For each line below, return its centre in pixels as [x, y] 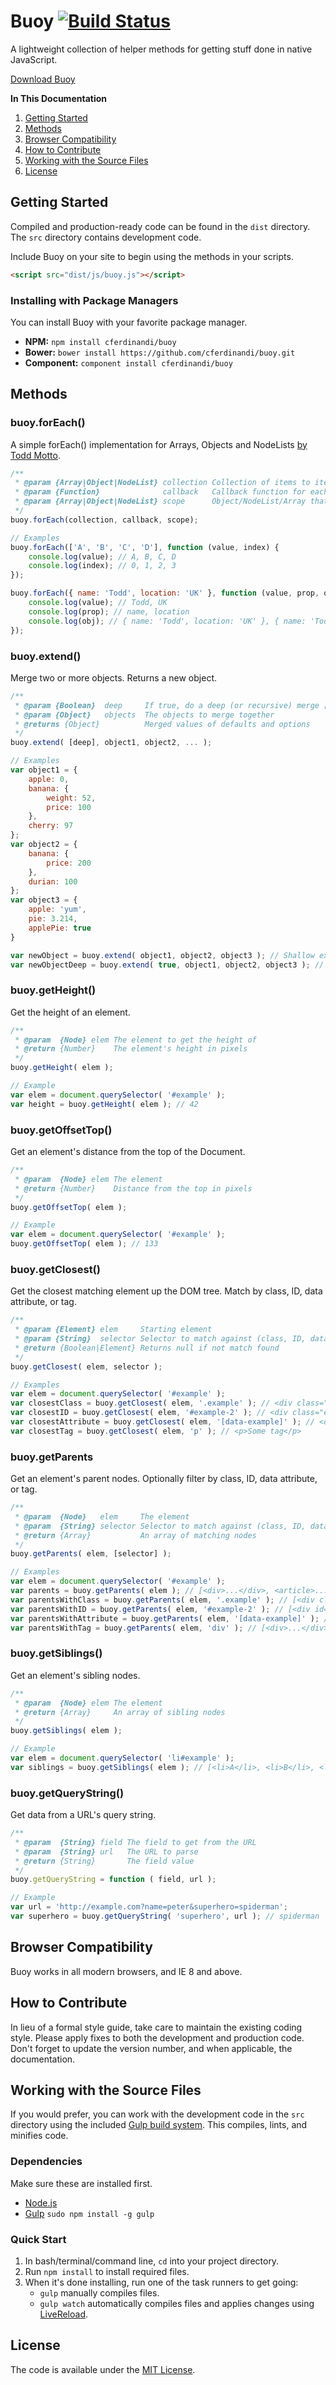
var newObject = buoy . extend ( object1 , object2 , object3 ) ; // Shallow [162, 955]
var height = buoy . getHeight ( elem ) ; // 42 [104, 1104]
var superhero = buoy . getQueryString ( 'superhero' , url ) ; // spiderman [165, 1916]
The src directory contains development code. [106, 237]
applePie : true [60, 928]
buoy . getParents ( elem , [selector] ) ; [91, 1554]
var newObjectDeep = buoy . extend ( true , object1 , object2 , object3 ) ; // [167, 965]
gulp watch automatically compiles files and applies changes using [177, 2303]
